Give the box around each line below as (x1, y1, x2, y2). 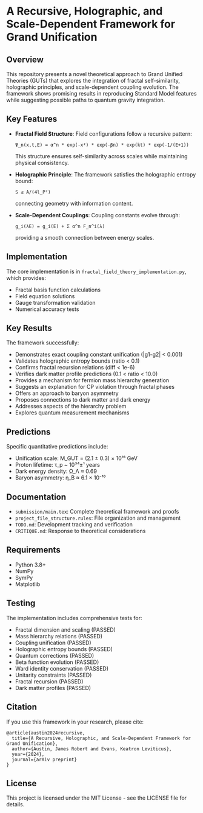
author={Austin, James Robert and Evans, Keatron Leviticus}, (12, 745, 172, 752)
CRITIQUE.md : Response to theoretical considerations (15, 528, 146, 535)
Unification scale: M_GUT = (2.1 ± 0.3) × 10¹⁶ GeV (15, 455, 138, 462)
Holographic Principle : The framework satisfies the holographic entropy (15, 170, 196, 178)
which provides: (6, 274, 47, 281)
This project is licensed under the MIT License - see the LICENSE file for (6, 794, 187, 801)
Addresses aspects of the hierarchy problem (15, 403, 127, 410)
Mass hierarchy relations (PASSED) (15, 632, 103, 640)
